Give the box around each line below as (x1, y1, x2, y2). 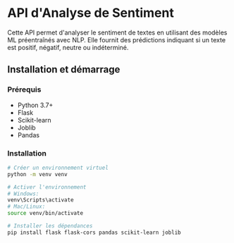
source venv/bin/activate (7, 210, 83, 217)
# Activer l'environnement (7, 183, 87, 191)
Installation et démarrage (7, 63, 121, 75)
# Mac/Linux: (7, 203, 46, 211)
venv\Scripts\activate (7, 197, 74, 204)
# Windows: (7, 190, 39, 197)
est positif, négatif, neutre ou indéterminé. (7, 43, 129, 51)
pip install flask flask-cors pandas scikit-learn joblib (7, 229, 181, 236)
